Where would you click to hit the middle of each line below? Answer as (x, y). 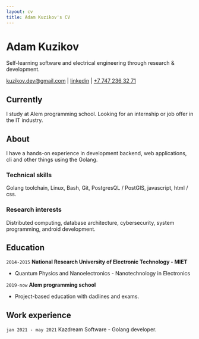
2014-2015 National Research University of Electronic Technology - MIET (97, 262)
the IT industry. (25, 120)
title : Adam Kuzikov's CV (38, 17)
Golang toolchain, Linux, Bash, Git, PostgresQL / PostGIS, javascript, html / (97, 188)
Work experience (39, 315)
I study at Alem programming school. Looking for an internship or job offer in (100, 114)
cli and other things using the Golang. (52, 160)
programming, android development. (51, 229)
